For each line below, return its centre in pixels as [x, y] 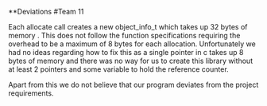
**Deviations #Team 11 [46, 12]
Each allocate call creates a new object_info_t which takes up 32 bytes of [128, 27]
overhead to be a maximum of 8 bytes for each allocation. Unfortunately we [132, 44]
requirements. [31, 93]
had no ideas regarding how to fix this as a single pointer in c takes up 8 [126, 52]
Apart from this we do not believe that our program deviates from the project [133, 84]
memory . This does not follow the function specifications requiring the [124, 35]
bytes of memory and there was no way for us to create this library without [130, 61]
